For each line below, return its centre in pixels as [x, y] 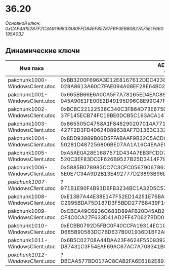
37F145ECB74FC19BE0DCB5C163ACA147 [114, 115]
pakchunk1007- [28, 182]
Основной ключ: [23, 23]
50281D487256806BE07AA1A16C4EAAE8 [114, 144]
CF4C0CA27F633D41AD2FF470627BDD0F [114, 217]
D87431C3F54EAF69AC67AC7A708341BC [114, 246]
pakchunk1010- [28, 225]
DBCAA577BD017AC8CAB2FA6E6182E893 [114, 261]
